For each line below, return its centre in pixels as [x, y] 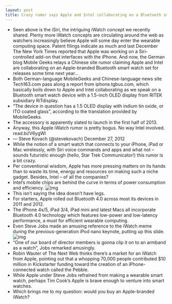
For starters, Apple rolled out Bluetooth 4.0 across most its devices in [85, 199]
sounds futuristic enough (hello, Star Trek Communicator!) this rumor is [88, 155]
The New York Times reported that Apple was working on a [75, 51]
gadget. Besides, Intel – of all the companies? [60, 177]
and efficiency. [28, 187]
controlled [23, 56]
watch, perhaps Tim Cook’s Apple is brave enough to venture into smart [89, 280]
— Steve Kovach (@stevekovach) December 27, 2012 [69, 139]
